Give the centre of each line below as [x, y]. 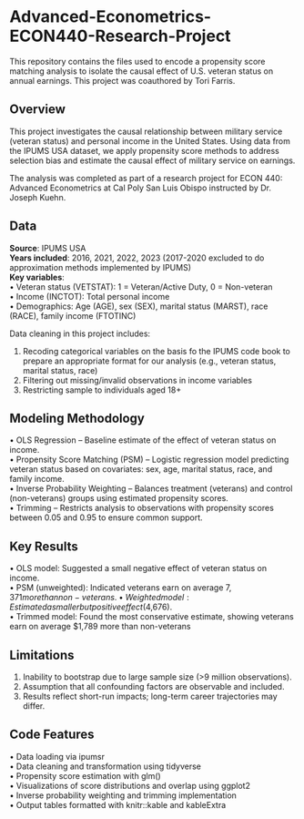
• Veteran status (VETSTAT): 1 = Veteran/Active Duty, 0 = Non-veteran [141, 287]
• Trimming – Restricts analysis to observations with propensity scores [142, 508]
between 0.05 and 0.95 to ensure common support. [106, 517]
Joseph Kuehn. [38, 197]
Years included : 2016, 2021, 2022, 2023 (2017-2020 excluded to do [137, 258]
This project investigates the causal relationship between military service [146, 131]
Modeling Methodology [77, 418]
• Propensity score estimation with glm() [85, 775]
